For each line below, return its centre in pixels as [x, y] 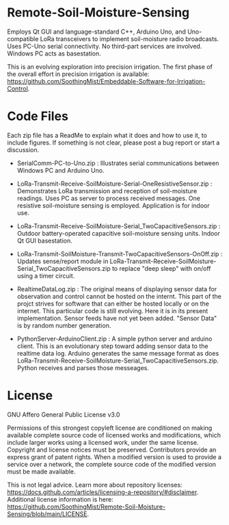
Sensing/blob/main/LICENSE [47, 514]
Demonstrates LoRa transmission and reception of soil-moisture [107, 191]
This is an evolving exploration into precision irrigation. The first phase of [110, 66]
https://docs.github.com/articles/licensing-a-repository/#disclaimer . [103, 492]
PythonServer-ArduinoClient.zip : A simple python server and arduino [114, 339]
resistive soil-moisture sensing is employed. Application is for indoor [113, 205]
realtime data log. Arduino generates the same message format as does [118, 353]
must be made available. [42, 472]
